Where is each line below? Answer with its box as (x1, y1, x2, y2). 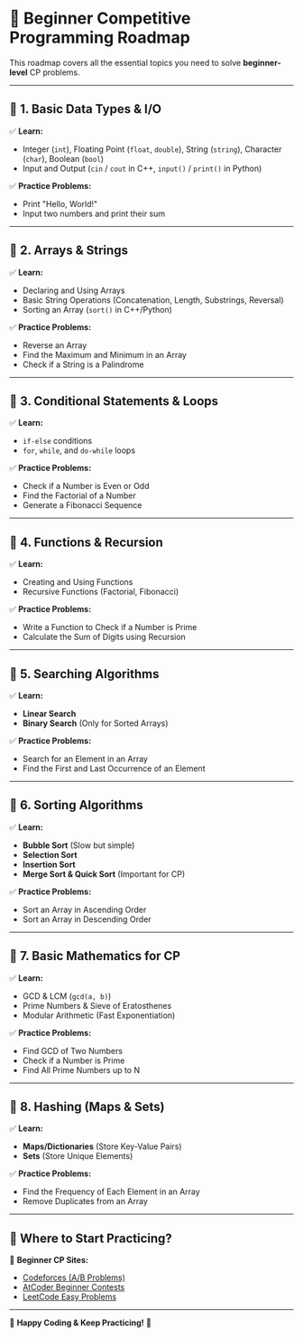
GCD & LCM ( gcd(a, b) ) (22, 990, 112, 1002)
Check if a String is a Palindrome (22, 359, 144, 370)
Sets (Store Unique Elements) (22, 1151, 133, 1162)
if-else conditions (22, 436, 93, 447)
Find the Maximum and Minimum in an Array (22, 349, 188, 360)
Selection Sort (22, 849, 78, 860)
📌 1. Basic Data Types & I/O (9, 101, 162, 117)
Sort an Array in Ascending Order (22, 904, 147, 915)
